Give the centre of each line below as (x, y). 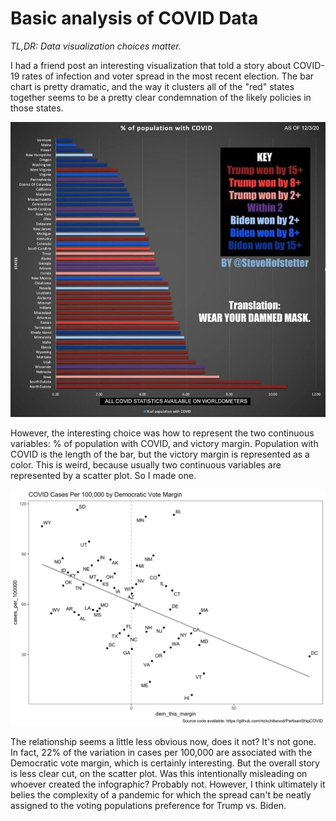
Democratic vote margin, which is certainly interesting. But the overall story (165, 763)
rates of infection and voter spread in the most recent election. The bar (168, 76)
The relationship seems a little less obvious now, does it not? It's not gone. (163, 741)
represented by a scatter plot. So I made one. (103, 475)
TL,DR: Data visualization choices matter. (96, 46)
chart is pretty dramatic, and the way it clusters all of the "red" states (152, 86)
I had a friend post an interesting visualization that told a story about (151, 65)
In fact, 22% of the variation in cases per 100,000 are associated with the (161, 752)
